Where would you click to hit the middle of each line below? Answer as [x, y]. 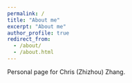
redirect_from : [29, 39]
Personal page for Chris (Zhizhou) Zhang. [66, 72]
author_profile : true [38, 33]
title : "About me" [34, 20]
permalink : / [26, 13]
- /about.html [34, 53]
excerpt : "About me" [37, 26]
